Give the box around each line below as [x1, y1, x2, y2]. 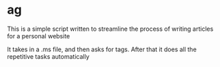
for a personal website [7, 31, 70, 40]
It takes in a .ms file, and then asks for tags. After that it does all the [7, 45, 197, 53]
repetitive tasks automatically [7, 52, 90, 60]
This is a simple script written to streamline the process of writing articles [7, 25, 214, 33]
